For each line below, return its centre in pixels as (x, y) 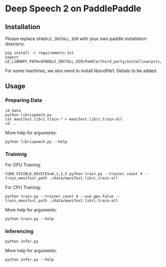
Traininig (16, 154)
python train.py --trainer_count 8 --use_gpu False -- (63, 196)
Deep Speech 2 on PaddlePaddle (73, 9)
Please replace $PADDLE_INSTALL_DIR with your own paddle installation (76, 38)
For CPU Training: (23, 187)
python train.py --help (30, 219)
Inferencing (19, 231)
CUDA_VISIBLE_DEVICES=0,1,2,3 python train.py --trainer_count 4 (74, 174)
